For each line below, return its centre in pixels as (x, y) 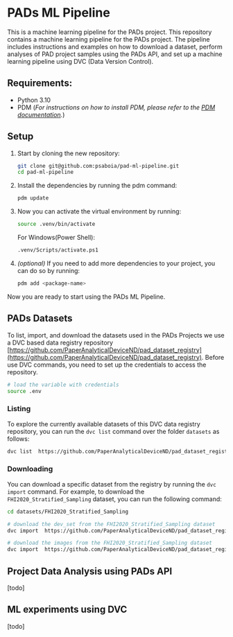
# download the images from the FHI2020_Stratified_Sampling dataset (110, 543)
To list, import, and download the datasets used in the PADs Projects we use (116, 335)
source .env (24, 391)
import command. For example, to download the (76, 491)
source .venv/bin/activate (56, 224)
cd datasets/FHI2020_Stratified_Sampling (68, 512)
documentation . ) (41, 114)
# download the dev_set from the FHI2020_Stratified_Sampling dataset (111, 524)
